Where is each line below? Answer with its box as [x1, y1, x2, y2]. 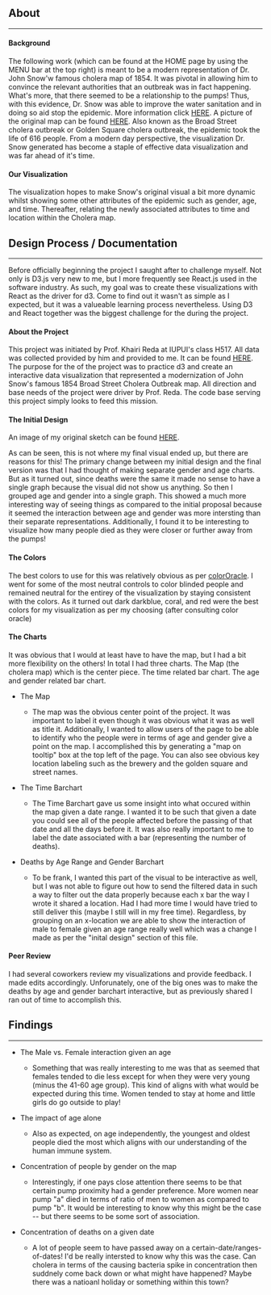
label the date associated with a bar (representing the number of [31, 832, 247, 843]
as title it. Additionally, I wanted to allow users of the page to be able [31, 724, 260, 734]
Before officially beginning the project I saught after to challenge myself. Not [8, 266, 262, 275]
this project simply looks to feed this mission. [8, 396, 159, 406]
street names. [31, 767, 78, 776]
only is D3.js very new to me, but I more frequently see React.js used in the [8, 274, 257, 284]
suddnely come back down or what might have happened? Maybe [31, 1268, 252, 1278]
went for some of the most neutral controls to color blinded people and [8, 579, 244, 589]
